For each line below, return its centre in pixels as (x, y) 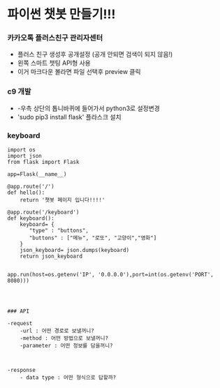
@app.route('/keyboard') (43, 212)
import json (24, 156)
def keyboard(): (31, 218)
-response (22, 371)
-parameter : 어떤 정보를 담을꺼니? (66, 346)
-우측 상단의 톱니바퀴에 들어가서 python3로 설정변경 (89, 108)
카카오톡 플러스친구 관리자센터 (55, 38)
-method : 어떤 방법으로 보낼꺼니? (64, 338)
